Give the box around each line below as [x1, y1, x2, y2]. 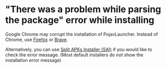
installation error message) [5, 57, 61, 63]
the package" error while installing [5, 14, 155, 26]
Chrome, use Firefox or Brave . [5, 37, 68, 43]
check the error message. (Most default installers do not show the [5, 52, 144, 58]
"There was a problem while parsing [5, 4, 161, 15]
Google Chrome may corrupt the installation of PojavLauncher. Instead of [5, 31, 158, 37]
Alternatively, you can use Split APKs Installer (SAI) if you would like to [5, 46, 152, 52]
